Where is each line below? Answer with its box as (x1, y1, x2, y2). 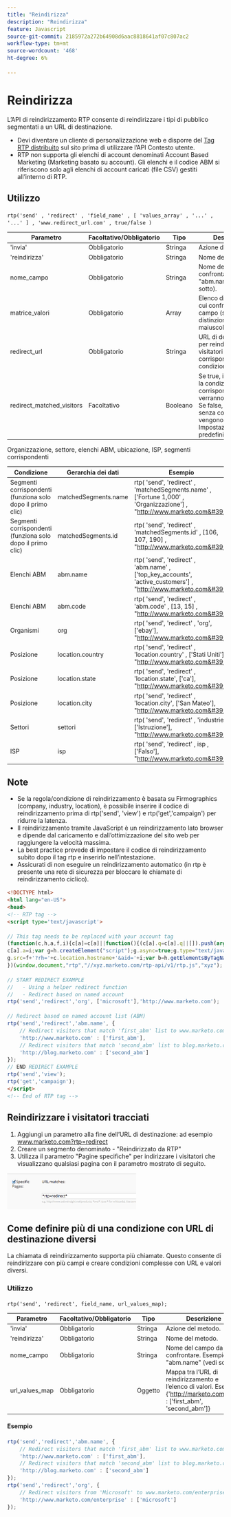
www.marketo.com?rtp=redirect (16, 1137, 108, 1146)
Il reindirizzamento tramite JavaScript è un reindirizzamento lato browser (16, 824, 223, 833)
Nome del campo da (166, 1343, 223, 1352)
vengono (198, 415, 224, 423)
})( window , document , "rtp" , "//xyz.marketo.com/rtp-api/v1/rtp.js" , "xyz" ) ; (7, 962, 223, 969)
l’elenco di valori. (166, 1383, 214, 1391)
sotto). (198, 284, 217, 293)
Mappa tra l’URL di (166, 1368, 219, 1377)
